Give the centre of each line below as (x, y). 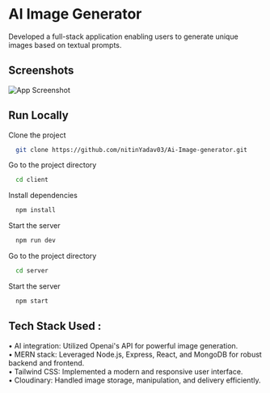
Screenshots (41, 71)
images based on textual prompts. (65, 44)
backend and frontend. (46, 363)
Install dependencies (43, 196)
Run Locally (38, 115)
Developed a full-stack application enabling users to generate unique (123, 36)
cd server (32, 271)
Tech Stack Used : (55, 326)
